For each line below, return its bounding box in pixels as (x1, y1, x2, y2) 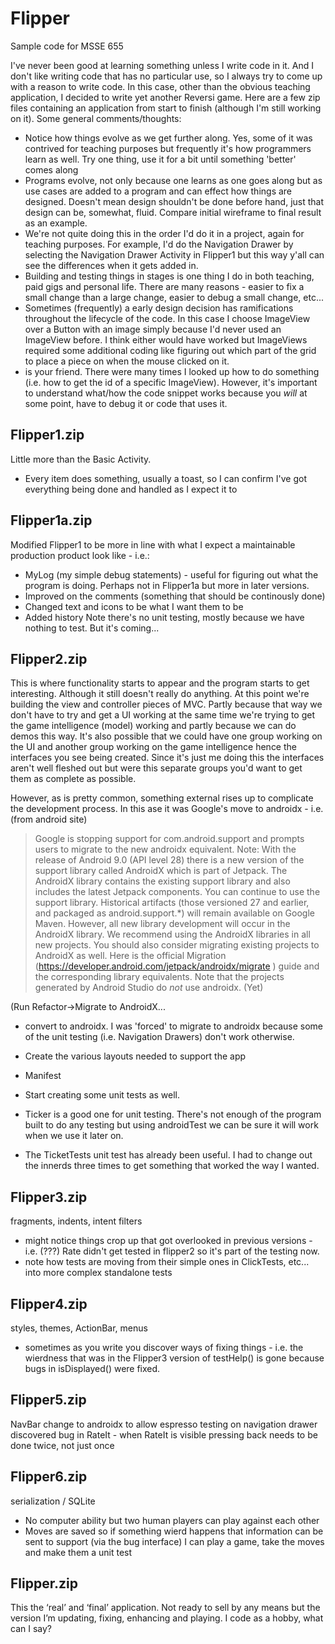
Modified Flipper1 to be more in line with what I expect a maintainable (10, 538, 296, 551)
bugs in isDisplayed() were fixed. (24, 1363, 161, 1374)
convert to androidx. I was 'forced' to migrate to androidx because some (24, 1020, 323, 1032)
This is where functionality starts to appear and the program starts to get (10, 677, 310, 689)
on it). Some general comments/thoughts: (10, 112, 182, 124)
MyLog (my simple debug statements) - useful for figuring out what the (24, 568, 319, 581)
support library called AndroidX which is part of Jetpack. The (34, 865, 288, 877)
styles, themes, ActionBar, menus (10, 1322, 148, 1334)
